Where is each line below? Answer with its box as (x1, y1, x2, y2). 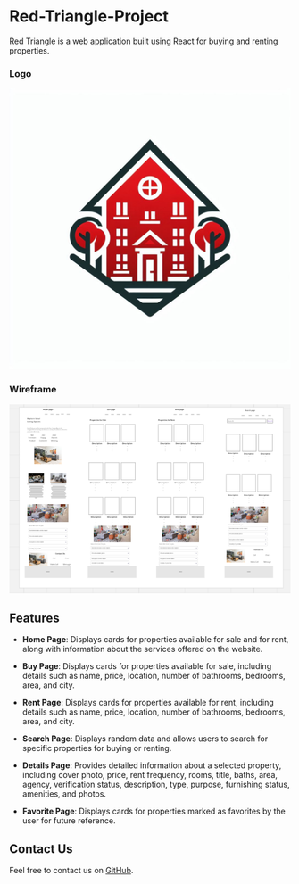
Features (9, 610, 60, 625)
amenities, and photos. (21, 789, 107, 799)
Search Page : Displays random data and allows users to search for (21, 733, 269, 744)
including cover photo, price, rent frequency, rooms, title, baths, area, (21, 770, 278, 781)
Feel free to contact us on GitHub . (9, 865, 134, 876)
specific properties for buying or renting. (21, 743, 172, 754)
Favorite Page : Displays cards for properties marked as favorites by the (21, 806, 286, 817)
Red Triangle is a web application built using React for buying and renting (9, 36, 278, 46)
